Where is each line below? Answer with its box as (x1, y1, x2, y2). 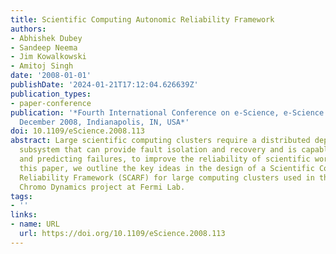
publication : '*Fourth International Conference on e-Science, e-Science (10, 107, 325, 118)
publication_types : (10, 89, 92, 99)
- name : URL (10, 219, 60, 230)
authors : (10, 24, 47, 34)
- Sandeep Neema (10, 42, 78, 53)
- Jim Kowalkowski (10, 52, 87, 62)
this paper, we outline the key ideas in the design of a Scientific (19, 163, 315, 173)
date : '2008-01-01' (10, 71, 92, 81)
